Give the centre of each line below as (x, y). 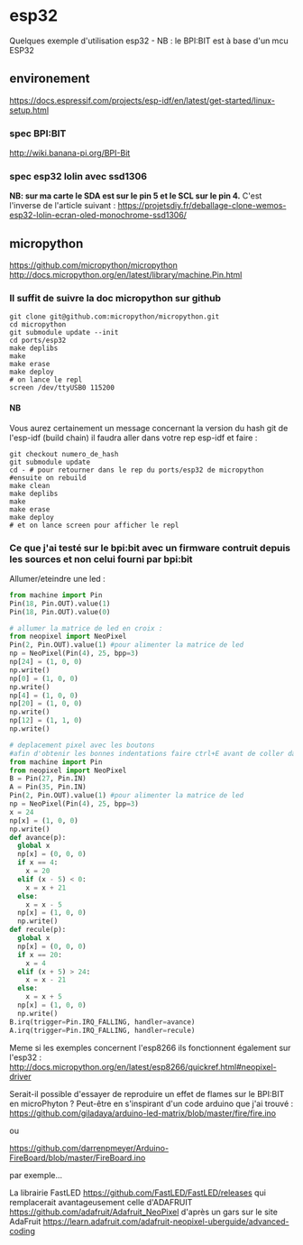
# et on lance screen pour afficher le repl (94, 525)
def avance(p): (38, 837)
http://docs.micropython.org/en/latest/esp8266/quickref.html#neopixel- (143, 1066)
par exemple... (36, 1175)
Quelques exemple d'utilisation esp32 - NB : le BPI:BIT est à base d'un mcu (149, 41)
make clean (30, 485)
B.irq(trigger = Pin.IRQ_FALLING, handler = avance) (102, 1022)
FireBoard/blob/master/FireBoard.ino (78, 1157)
